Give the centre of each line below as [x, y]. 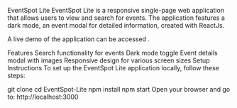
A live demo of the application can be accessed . [79, 39]
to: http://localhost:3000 [43, 97]
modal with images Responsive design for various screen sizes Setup [109, 60]
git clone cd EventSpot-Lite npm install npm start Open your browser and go [119, 89]
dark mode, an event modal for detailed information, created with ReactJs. [116, 25]
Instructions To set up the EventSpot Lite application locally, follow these [114, 68]
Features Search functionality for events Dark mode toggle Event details [112, 53]
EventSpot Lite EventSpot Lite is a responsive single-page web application [116, 10]
